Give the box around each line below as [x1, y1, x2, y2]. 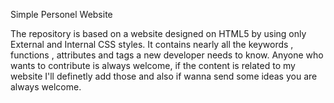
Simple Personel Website [10, 9, 113, 20]
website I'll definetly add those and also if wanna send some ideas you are [10, 70, 318, 82]
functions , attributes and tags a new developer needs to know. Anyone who [10, 49, 324, 61]
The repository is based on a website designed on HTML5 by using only [10, 28, 307, 39]
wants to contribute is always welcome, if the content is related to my [10, 60, 296, 71]
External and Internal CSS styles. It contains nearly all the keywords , [10, 39, 294, 50]
